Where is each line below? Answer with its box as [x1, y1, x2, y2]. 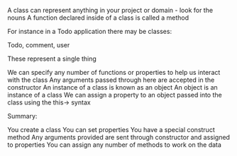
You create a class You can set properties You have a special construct [7, 126, 215, 133]
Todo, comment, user [7, 41, 70, 49]
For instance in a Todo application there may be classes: [7, 28, 172, 35]
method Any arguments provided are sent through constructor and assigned [7, 133, 231, 141]
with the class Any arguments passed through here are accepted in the [7, 76, 215, 84]
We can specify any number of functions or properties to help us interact [7, 68, 221, 76]
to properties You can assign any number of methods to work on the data [7, 140, 222, 149]
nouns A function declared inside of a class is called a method [7, 13, 189, 22]
